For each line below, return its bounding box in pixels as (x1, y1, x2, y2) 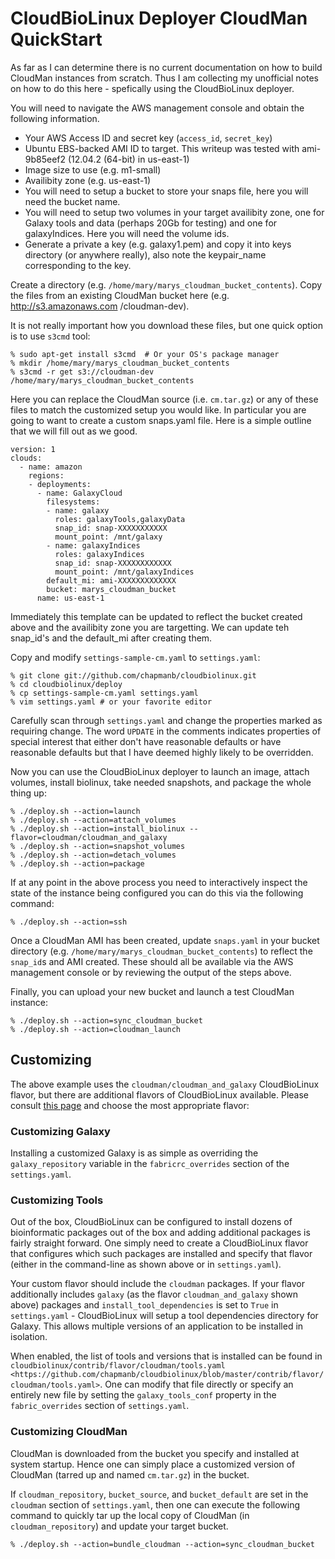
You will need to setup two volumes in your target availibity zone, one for (24, 206, 325, 218)
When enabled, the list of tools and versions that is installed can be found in (10, 1350, 323, 1362)
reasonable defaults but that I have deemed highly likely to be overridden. (10, 746, 314, 758)
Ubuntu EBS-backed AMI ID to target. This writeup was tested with (24, 142, 300, 154)
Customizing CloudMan (10, 1425, 128, 1439)
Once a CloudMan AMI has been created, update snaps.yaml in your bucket (10, 934, 320, 946)
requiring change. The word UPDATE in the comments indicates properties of (10, 725, 322, 737)
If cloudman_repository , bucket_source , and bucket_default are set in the (10, 1488, 309, 1500)
